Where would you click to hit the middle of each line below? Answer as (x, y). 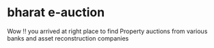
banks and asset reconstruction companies (68, 38)
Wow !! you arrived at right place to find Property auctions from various (107, 31)
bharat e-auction (56, 13)
